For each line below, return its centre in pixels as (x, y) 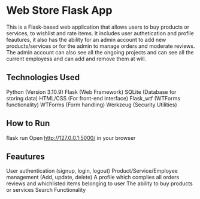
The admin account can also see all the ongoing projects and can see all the (100, 52)
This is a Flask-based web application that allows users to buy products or (98, 27)
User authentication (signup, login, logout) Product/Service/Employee (92, 171)
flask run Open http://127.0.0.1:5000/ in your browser (71, 137)
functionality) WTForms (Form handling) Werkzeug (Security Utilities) (92, 105)
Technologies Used (43, 77)
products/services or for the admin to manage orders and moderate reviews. (101, 46)
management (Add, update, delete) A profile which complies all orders (93, 177)
